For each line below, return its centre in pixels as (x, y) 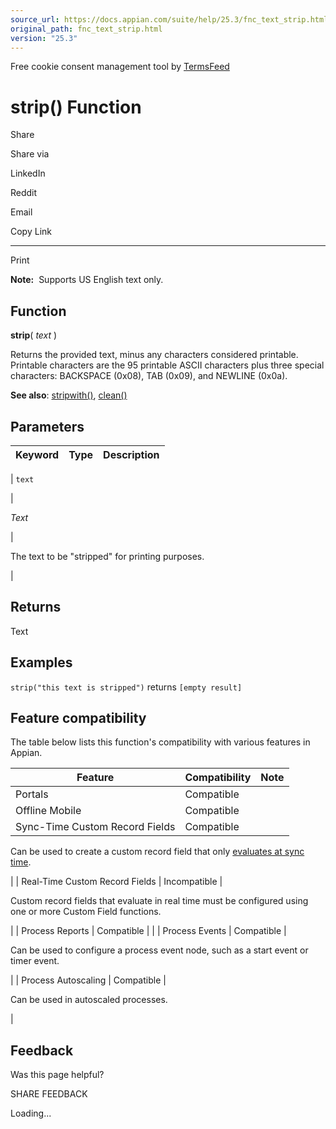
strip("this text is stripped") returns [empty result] (126, 687)
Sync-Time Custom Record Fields (95, 827)
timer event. (35, 961)
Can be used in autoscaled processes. (89, 1000)
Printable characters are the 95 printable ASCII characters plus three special (167, 365)
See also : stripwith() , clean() (69, 395)
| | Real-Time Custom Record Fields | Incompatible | (116, 882)
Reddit (24, 193)
